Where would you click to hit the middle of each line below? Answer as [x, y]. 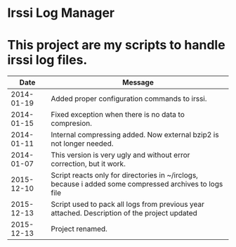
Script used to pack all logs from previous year [128, 204]
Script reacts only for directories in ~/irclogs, [125, 175]
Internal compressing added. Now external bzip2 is [135, 135]
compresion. [72, 123]
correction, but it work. [88, 164]
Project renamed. [79, 229]
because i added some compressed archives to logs [137, 184]
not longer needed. [82, 144]
